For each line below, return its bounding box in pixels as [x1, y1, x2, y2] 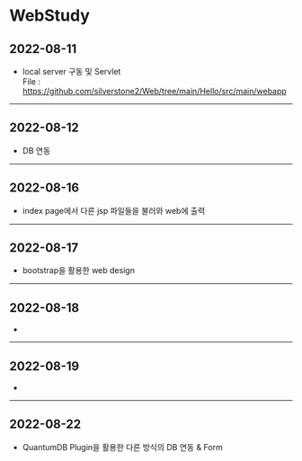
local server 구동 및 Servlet [22, 66, 121, 76]
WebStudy [9, 5, 90, 26]
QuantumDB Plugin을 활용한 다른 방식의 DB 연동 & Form [22, 441, 223, 452]
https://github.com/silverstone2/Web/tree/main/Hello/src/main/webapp [22, 86, 288, 96]
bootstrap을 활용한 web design [22, 265, 135, 276]
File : [22, 76, 40, 86]
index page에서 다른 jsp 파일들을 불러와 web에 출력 [22, 205, 206, 216]
